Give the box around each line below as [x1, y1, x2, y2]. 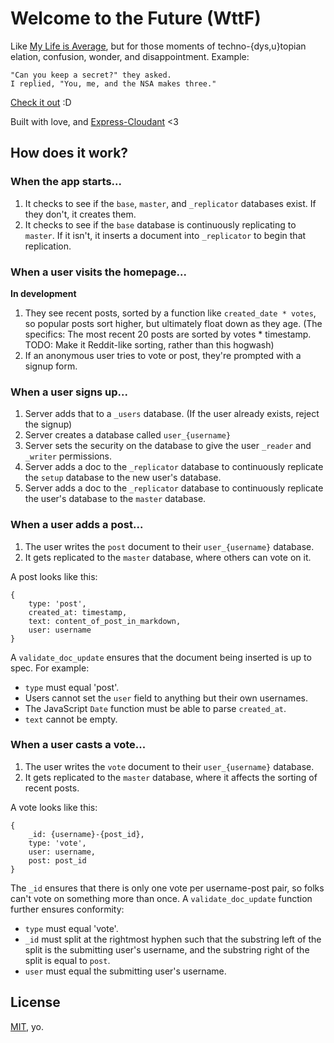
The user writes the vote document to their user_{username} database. [24, 760, 315, 772]
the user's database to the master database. [24, 493, 207, 505]
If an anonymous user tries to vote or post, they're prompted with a [24, 349, 302, 361]
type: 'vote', [28, 838, 87, 848]
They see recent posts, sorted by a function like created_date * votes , [24, 307, 317, 319]
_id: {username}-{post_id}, [28, 829, 145, 839]
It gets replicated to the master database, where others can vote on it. [24, 551, 312, 563]
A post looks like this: [10, 570, 98, 582]
